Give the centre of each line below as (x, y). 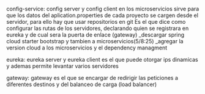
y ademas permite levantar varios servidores (63, 66)
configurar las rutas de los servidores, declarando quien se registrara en (98, 28)
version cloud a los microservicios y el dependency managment (87, 48)
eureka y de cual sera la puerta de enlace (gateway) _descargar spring (95, 35)
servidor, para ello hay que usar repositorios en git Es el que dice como (96, 22)
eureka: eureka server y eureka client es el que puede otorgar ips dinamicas (102, 60)
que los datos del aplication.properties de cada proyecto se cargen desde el (102, 15)
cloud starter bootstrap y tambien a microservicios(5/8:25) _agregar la (95, 41)
